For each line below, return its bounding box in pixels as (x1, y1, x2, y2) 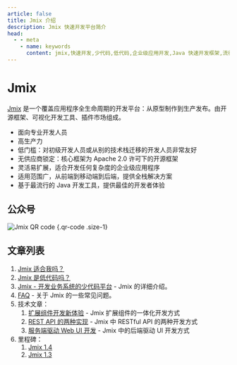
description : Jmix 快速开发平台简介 (7, 23, 107, 30)
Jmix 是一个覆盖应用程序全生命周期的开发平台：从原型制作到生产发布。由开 (7, 104, 227, 113)
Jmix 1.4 (28, 343, 53, 352)
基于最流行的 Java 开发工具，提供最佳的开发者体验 (17, 180, 165, 189)
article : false (7, 10, 52, 18)
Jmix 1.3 (28, 350, 52, 359)
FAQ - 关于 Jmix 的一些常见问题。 (17, 291, 116, 299)
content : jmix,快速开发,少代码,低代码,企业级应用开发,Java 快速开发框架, (25, 50, 224, 57)
